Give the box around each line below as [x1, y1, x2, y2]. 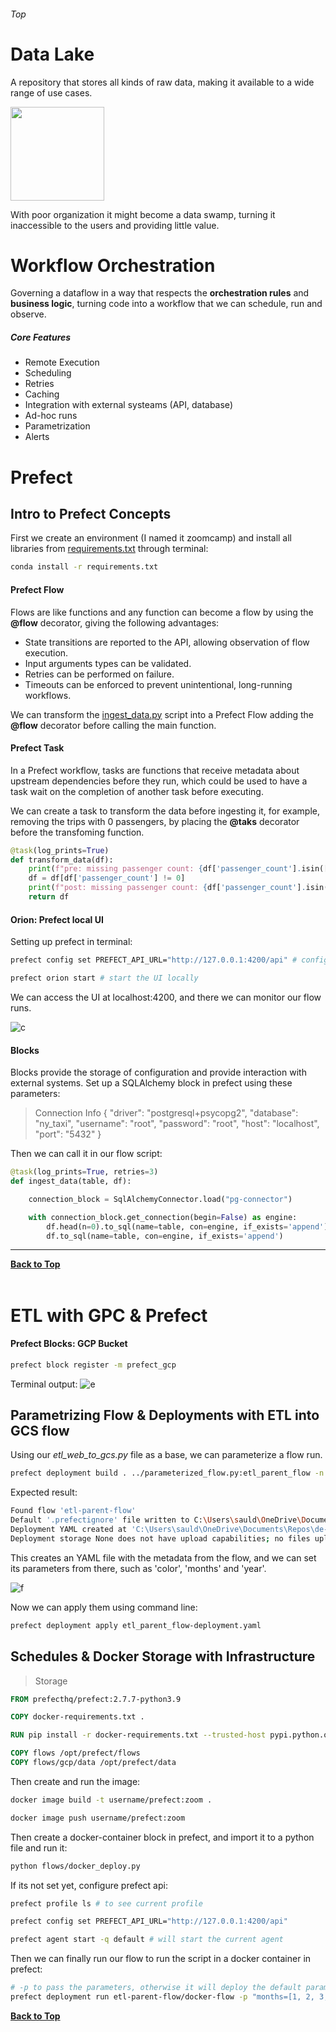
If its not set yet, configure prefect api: [10, 1879, 168, 1891]
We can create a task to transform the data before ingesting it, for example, [10, 805, 320, 817]
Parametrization [24, 420, 91, 432]
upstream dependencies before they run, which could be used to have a [10, 775, 308, 787]
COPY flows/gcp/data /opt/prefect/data [10, 1758, 177, 1768]
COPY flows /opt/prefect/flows [10, 1748, 141, 1759]
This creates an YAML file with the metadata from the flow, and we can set [10, 1551, 317, 1564]
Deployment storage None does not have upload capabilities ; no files [10, 1533, 311, 1544]
